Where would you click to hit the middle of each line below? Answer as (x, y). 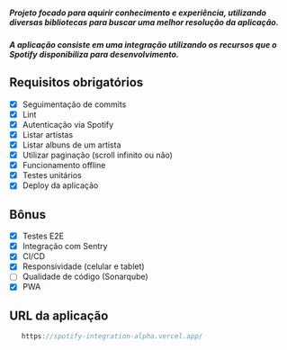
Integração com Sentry (65, 247)
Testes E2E (43, 236)
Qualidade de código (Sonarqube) (85, 277)
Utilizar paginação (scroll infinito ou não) (98, 155)
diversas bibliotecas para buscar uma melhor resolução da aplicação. (144, 22)
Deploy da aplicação (60, 185)
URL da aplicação (59, 315)
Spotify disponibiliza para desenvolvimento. (94, 54)
